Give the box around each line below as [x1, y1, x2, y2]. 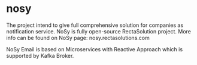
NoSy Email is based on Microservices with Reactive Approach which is [6, 45, 183, 52]
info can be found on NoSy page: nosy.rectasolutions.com [6, 34, 150, 41]
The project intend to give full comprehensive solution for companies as [6, 21, 184, 29]
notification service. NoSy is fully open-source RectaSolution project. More [6, 27, 192, 35]
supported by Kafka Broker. [6, 52, 74, 59]
